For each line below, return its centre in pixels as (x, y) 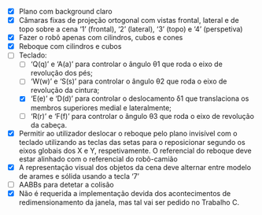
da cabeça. (49, 124)
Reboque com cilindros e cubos (70, 46)
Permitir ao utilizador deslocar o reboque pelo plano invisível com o (128, 133)
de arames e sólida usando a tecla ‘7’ (79, 176)
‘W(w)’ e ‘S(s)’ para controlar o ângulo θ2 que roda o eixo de (129, 81)
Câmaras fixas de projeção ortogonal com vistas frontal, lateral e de (129, 20)
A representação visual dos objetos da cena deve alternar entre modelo (135, 167)
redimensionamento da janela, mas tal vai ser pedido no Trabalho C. (129, 202)
